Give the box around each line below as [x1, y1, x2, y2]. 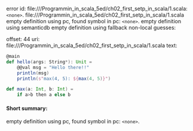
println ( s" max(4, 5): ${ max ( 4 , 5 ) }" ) [17, 76, 111, 82]
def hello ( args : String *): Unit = [6, 59, 93, 65]
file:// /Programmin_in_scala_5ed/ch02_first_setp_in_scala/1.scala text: [6, 42, 177, 49]
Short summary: [6, 104, 48, 112]
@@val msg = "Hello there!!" [17, 64, 90, 70]
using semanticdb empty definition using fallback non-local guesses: [6, 24, 176, 31]
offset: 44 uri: [6, 36, 40, 42]
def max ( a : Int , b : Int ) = [6, 86, 73, 92]
